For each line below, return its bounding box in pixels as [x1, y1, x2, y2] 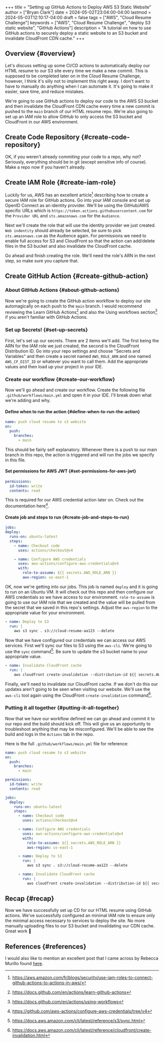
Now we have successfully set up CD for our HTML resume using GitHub [5, 907, 152, 913]
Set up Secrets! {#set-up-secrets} [5, 327, 88, 333]
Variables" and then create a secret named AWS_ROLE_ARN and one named [5, 353, 151, 359]
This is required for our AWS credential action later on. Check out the [5, 497, 144, 503]
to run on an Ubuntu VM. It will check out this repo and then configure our [5, 589, 154, 594]
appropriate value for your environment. [5, 610, 85, 616]
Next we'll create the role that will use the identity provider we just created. [5, 222, 156, 228]
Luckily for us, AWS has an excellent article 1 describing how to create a [5, 191, 148, 198]
